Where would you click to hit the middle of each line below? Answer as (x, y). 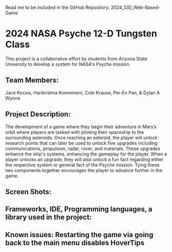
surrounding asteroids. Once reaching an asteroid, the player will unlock (81, 138)
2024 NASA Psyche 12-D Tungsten (81, 34)
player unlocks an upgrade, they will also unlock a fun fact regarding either (84, 159)
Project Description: (38, 114)
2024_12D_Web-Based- (136, 7)
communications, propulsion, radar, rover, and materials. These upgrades (83, 148)
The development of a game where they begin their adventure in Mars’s (81, 127)
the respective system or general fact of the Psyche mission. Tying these (83, 165)
